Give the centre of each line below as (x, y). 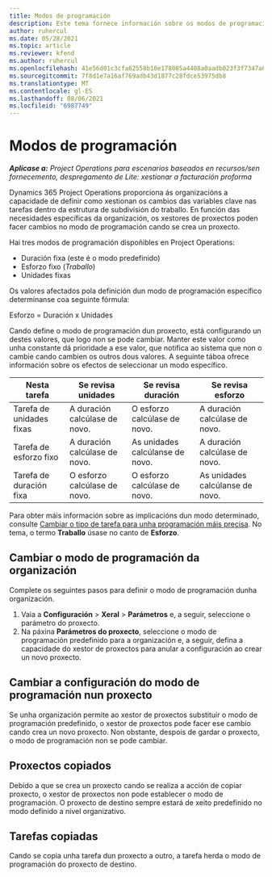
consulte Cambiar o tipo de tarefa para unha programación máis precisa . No (136, 524)
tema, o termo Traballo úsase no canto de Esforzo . (94, 533)
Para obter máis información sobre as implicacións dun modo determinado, (134, 516)
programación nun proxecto (81, 695)
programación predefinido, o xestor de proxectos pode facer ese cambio (130, 723)
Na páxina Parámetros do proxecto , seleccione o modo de (119, 632)
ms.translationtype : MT (49, 83)
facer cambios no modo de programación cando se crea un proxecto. (125, 227)
